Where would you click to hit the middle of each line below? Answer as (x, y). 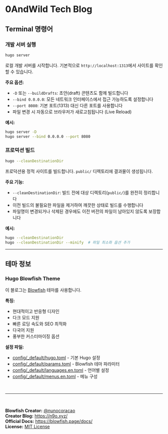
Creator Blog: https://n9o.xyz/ (36, 416)
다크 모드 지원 (26, 318)
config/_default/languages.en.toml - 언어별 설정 (61, 370)
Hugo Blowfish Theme (33, 278)
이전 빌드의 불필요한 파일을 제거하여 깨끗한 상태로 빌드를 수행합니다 (78, 205)
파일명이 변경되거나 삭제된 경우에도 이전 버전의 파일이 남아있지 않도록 (80, 211)
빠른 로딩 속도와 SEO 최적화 (39, 324)
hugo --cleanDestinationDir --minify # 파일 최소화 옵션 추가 (68, 242)
